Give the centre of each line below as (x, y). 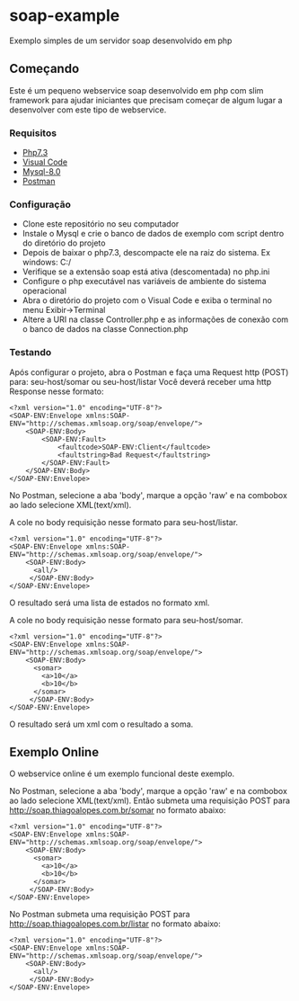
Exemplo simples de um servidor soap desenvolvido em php (121, 40)
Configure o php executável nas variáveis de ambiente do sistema (144, 282)
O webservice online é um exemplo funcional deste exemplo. (122, 773)
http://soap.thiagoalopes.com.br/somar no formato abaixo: (118, 810)
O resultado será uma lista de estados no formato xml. (110, 603)
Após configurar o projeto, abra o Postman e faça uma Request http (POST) (149, 372)
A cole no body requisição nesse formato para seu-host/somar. (127, 620)
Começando (44, 69)
